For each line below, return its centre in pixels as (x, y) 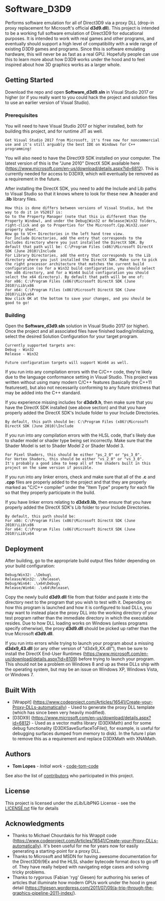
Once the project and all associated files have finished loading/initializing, (80, 331)
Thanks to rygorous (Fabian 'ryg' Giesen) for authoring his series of (81, 877)
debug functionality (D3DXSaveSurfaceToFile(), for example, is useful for (86, 728)
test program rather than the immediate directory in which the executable (79, 618)
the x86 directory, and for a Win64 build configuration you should (77, 273)
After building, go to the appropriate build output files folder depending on (80, 561)
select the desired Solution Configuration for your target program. (72, 337)
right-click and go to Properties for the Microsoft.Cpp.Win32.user (77, 225)
